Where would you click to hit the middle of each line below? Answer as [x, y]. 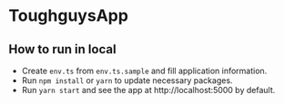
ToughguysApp [69, 16]
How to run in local [62, 49]
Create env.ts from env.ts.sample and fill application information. [144, 71]
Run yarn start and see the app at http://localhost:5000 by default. [148, 90]
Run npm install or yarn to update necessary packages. [127, 80]
